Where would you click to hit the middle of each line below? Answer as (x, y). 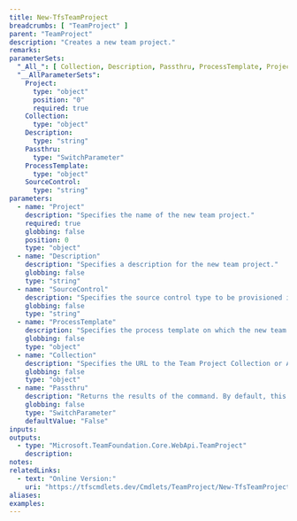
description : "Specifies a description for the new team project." (152, 265)
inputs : (23, 429)
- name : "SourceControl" (63, 289)
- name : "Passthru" (53, 388)
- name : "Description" (59, 257)
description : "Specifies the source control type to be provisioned (154, 298)
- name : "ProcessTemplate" (67, 323)
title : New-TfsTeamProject (59, 17)
